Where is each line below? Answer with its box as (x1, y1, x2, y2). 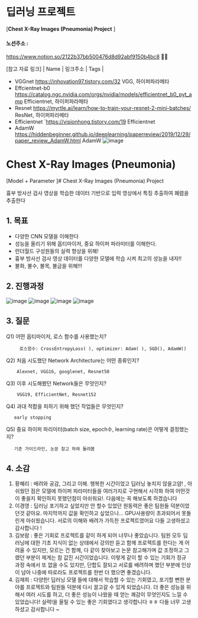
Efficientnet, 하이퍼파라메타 (24, 98, 89, 105)
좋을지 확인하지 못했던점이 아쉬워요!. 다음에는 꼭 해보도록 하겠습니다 (21, 495, 177, 502)
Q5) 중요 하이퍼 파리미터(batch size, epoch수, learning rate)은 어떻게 (6, 425, 168, 432)
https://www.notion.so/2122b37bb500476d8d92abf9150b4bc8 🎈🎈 (6, 53, 168, 60)
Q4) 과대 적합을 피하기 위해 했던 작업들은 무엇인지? (6, 403, 124, 410)
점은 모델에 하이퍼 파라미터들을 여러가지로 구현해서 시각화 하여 (30, 487, 174, 494)
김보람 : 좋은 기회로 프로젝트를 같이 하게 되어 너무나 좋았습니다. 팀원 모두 (14, 532, 182, 539)
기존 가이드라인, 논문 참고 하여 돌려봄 (14, 446, 95, 452)
